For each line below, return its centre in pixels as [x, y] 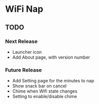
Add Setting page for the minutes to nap [53, 81]
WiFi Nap [24, 9]
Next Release [22, 41]
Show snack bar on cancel [39, 86]
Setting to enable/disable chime [45, 97]
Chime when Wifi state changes [45, 91]
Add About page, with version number [51, 57]
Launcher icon [27, 52]
